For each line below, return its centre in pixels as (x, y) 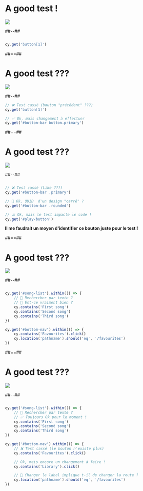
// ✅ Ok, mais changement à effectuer (45, 118)
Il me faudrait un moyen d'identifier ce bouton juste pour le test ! (71, 228)
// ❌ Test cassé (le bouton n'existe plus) (59, 449)
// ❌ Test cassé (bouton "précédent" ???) (49, 105)
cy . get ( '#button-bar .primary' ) (38, 193)
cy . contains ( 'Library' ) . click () (47, 467)
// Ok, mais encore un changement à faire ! (60, 462)
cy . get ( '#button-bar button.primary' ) (44, 123)
